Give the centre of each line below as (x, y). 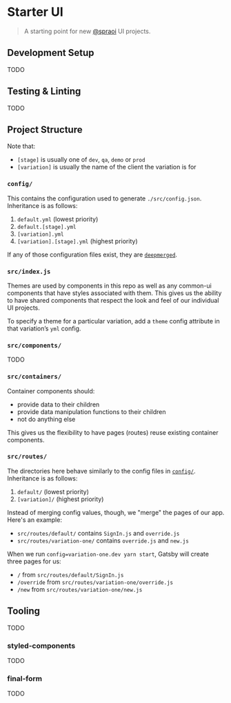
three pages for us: (34, 561)
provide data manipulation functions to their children (91, 411)
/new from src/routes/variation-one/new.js (80, 589)
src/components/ (34, 345)
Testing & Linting (44, 92)
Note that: (21, 147)
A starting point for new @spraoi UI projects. (87, 31)
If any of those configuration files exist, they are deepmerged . (92, 254)
